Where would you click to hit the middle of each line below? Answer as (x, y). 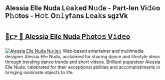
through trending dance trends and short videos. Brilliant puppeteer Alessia (83, 62)
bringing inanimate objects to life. (39, 72)
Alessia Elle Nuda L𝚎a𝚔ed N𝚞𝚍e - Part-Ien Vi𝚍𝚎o (83, 8)
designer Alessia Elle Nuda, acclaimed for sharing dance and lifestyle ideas (82, 56)
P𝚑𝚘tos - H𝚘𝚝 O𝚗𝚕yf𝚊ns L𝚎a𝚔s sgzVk (67, 16)
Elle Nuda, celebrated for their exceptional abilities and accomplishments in (83, 67)
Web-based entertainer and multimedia (103, 51)
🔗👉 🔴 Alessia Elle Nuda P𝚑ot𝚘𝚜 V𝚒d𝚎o (68, 37)
